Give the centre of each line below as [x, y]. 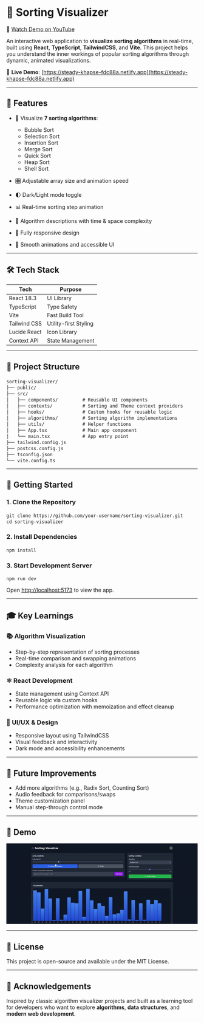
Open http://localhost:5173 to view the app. [60, 590]
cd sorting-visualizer [35, 522]
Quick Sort [38, 156]
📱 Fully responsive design [47, 233]
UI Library [59, 298]
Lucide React [25, 332]
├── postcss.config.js [35, 448]
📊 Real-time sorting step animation [59, 207]
